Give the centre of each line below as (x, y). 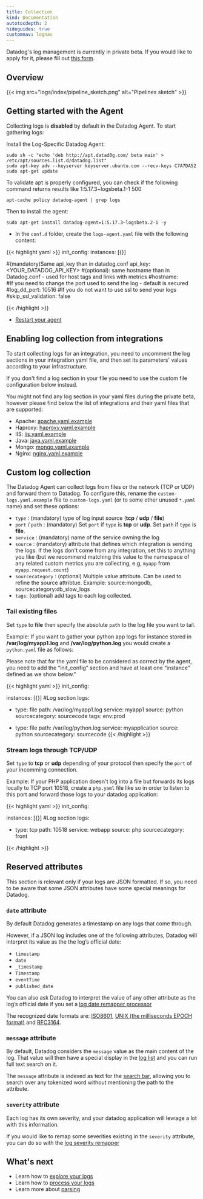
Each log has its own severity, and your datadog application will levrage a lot (101, 1118)
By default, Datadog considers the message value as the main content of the (100, 1051)
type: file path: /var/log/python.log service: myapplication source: (97, 728)
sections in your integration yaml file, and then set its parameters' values (97, 360)
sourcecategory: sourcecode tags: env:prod (70, 716)
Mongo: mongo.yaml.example (52, 447)
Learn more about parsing (48, 1189)
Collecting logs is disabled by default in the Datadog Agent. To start (91, 126)
